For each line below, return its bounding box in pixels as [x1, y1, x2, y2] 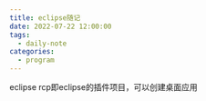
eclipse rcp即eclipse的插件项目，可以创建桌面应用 [9, 82, 198, 92]
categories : [9, 47, 55, 56]
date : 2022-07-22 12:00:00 [9, 22, 112, 31]
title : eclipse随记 [9, 13, 81, 23]
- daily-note [17, 38, 67, 48]
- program [17, 56, 55, 65]
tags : [9, 30, 30, 39]
